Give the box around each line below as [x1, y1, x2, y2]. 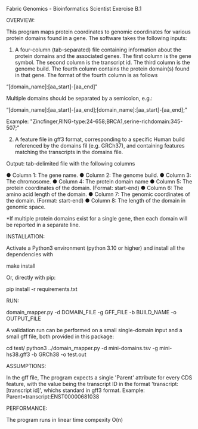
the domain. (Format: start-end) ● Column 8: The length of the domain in [6, 197, 186, 204]
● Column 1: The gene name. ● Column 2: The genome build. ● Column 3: [6, 171, 191, 179]
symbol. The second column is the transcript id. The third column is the [14, 59, 190, 66]
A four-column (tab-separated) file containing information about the [14, 46, 182, 53]
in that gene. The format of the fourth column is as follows [14, 72, 158, 78]
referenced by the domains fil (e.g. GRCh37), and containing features [14, 142, 185, 149]
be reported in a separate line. [6, 221, 81, 228]
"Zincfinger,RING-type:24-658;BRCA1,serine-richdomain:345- [30, 118, 183, 125]
